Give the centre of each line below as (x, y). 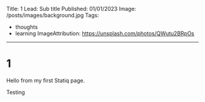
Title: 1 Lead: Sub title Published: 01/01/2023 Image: (71, 9)
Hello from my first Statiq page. (46, 80)
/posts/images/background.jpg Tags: (53, 15)
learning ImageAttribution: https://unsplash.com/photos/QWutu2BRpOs (105, 33)
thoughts (27, 27)
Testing (16, 92)
